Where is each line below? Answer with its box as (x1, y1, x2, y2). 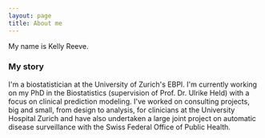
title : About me (8, 19, 62, 27)
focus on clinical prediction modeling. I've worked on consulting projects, (8, 96, 250, 106)
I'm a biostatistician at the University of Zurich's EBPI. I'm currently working (8, 79, 258, 89)
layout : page (8, 11, 52, 20)
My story (8, 61, 44, 72)
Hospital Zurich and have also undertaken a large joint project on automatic (8, 113, 256, 123)
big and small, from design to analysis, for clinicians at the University (8, 105, 235, 115)
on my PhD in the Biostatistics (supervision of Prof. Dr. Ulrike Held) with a (8, 87, 250, 97)
